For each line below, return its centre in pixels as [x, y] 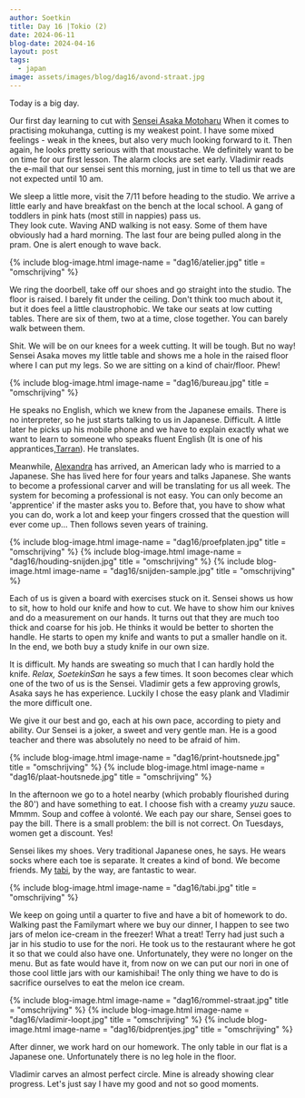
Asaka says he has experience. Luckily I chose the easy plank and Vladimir [149, 693]
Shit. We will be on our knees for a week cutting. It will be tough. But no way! [152, 346]
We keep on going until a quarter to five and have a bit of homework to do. [148, 914]
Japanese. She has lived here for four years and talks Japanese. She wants [150, 476]
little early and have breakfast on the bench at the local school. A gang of [147, 206]
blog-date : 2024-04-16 [52, 43]
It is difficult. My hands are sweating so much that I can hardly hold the [142, 664]
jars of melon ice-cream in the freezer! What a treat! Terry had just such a [147, 934]
